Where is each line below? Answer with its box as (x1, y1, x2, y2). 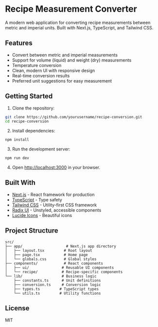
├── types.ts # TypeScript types (14, 286, 99, 291)
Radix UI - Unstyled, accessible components (12, 207, 102, 213)
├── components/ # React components (5, 261, 104, 266)
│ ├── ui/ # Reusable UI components (5, 265, 114, 270)
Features (5, 39, 33, 47)
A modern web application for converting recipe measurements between (5, 20, 151, 25)
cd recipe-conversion (5, 119, 49, 124)
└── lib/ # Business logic (5, 274, 97, 279)
